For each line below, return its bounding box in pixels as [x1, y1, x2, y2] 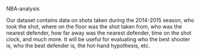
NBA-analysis [6, 5, 40, 12]
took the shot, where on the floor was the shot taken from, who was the [6, 23, 182, 30]
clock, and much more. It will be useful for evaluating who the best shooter [6, 36, 190, 42]
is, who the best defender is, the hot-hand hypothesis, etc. [6, 42, 150, 49]
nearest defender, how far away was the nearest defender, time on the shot [6, 29, 192, 36]
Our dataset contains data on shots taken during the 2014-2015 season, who [6, 17, 195, 23]
